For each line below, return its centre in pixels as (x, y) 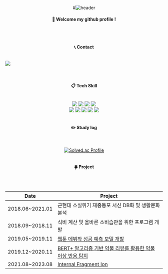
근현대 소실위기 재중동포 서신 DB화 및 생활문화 (108, 206)
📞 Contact (84, 47)
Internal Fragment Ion (82, 265)
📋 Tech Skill (84, 86)
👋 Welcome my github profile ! (84, 19)
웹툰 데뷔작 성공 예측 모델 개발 (91, 239)
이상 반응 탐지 (73, 256)
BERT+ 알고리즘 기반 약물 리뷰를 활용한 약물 (106, 249)
